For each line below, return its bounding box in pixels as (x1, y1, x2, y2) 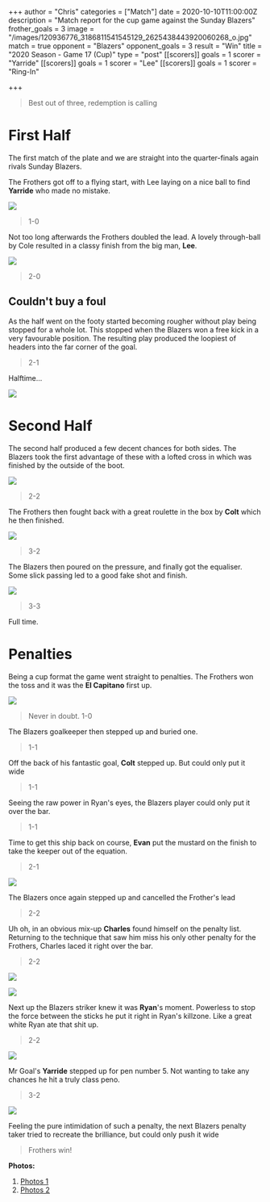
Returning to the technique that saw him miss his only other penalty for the (8, 932, 256, 942)
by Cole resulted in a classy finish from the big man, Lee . (8, 240, 197, 250)
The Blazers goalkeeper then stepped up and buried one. (8, 726, 198, 737)
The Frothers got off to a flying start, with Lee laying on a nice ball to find (8, 177, 251, 186)
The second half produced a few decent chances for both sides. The (8, 443, 237, 453)
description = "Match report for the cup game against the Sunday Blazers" (8, 15, 255, 25)
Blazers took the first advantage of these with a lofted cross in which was (8, 452, 252, 461)
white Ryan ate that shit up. (8, 1020, 99, 1029)
